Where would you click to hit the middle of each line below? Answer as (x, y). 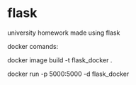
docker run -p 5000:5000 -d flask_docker (68, 74)
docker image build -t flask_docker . (60, 60)
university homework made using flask (64, 33)
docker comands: (33, 46)
